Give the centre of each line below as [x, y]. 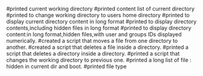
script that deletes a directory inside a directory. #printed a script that [93, 53]
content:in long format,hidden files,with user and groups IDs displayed [94, 34]
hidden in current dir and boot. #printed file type [67, 66]
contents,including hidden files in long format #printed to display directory [99, 28]
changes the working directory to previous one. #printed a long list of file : [99, 60]
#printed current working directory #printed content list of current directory [101, 9]
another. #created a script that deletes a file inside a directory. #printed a [98, 47]
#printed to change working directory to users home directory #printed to [98, 15]
